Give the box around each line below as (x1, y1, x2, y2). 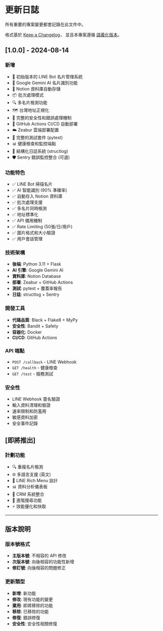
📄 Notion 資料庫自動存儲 (12, 86, 61, 91)
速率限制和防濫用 (12, 408, 47, 414)
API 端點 (5, 347, 25, 354)
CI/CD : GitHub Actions (12, 334, 57, 341)
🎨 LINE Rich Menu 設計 (12, 477, 58, 483)
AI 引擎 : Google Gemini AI (12, 267, 64, 273)
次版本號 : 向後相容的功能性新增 (12, 559, 74, 565)
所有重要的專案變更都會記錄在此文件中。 (5, 21, 86, 27)
